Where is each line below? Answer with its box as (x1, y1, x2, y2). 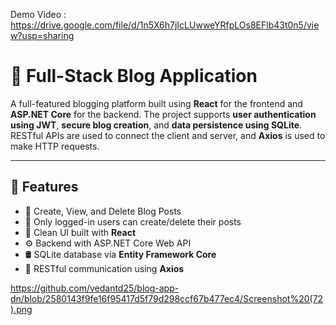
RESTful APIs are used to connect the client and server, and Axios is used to (10, 129, 326, 141)
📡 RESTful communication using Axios (24, 262, 185, 274)
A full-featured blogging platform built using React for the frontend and (10, 97, 303, 109)
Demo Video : (10, 9, 67, 20)
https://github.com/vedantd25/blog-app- (10, 282, 180, 294)
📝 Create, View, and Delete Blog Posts (24, 205, 182, 217)
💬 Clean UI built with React (24, 226, 137, 238)
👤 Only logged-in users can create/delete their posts (24, 215, 242, 228)
